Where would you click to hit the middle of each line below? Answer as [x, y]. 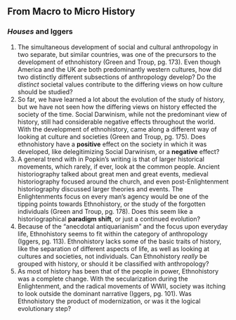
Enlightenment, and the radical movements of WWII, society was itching [122, 286]
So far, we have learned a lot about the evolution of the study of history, [121, 99]
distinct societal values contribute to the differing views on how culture [120, 84]
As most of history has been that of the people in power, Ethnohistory [118, 271]
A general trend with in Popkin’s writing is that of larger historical [111, 159]
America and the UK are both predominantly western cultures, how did [120, 69]
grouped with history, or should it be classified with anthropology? [113, 264]
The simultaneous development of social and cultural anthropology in [118, 47]
